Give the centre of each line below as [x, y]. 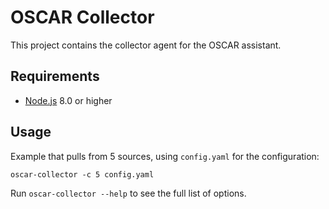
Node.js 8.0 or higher [68, 100]
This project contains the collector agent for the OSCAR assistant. [146, 45]
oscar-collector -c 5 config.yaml [82, 174]
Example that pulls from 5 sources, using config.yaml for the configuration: [165, 156]
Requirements [55, 76]
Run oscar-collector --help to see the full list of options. [128, 193]
